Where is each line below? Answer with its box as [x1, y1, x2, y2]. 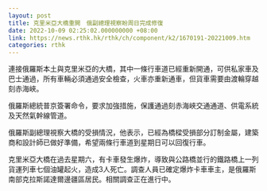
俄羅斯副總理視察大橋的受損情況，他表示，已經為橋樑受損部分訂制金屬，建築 [8, 128, 259, 138]
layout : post [8, 11, 52, 20]
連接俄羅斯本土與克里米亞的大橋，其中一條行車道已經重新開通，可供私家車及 [8, 64, 259, 74]
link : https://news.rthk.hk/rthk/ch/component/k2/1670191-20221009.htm [8, 33, 250, 42]
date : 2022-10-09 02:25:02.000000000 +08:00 [8, 26, 158, 34]
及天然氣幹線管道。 [8, 111, 72, 120]
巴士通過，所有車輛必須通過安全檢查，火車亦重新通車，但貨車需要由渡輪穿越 [8, 74, 259, 84]
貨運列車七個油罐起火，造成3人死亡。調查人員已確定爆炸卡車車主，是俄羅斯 [8, 165, 257, 174]
